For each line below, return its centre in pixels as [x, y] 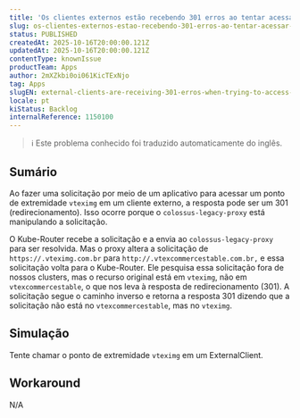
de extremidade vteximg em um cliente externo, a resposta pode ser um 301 [149, 203]
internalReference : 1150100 [62, 117]
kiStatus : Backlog [43, 109]
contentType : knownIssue [55, 59]
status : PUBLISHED [43, 34]
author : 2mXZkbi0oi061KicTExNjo [69, 76]
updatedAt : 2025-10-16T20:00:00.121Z [79, 51]
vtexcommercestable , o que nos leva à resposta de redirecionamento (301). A [150, 286]
